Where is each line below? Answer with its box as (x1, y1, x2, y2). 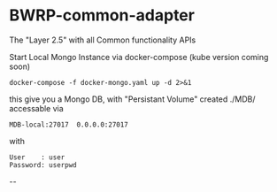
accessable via (9, 103, 64, 113)
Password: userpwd (9, 160, 77, 169)
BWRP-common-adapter (9, 5, 195, 26)
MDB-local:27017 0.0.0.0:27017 (9, 120, 128, 129)
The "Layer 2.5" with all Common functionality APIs (9, 35, 196, 45)
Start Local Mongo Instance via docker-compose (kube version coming (9, 51, 269, 62)
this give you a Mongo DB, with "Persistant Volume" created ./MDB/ (9, 94, 256, 104)
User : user (9, 152, 65, 162)
